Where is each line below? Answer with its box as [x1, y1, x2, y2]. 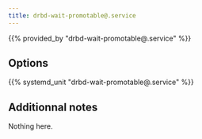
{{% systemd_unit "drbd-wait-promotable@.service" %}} [8, 77, 194, 87]
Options [8, 56, 49, 70]
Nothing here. [8, 122, 53, 131]
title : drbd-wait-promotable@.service [8, 11, 136, 20]
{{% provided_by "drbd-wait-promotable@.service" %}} [8, 33, 192, 43]
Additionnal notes [8, 100, 98, 114]
